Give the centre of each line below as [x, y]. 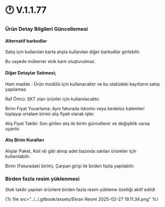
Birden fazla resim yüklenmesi [42, 179]
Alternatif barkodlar [26, 41]
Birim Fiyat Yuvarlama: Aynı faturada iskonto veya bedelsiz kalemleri [75, 108]
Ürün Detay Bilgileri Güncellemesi [47, 29]
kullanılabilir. [18, 156]
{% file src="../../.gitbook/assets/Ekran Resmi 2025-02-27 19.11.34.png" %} [82, 199]
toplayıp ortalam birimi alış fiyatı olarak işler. [50, 114]
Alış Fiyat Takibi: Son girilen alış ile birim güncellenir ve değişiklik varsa [78, 123]
